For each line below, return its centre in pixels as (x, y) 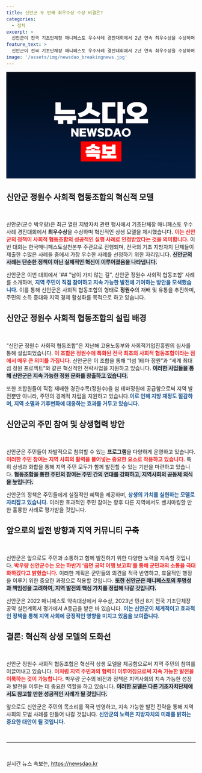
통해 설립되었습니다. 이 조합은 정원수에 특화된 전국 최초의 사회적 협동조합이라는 (98, 353)
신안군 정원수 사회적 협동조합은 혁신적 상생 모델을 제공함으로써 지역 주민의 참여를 (101, 664)
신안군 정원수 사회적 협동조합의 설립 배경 (76, 318)
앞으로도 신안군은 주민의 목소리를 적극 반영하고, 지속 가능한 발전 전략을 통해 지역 (100, 707)
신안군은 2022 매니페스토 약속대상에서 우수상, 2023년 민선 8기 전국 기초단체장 (99, 601)
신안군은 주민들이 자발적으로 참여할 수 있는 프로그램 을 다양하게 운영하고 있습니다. (101, 451)
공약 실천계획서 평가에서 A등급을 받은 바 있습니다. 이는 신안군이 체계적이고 (93, 608)
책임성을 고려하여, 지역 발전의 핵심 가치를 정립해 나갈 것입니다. (84, 588)
